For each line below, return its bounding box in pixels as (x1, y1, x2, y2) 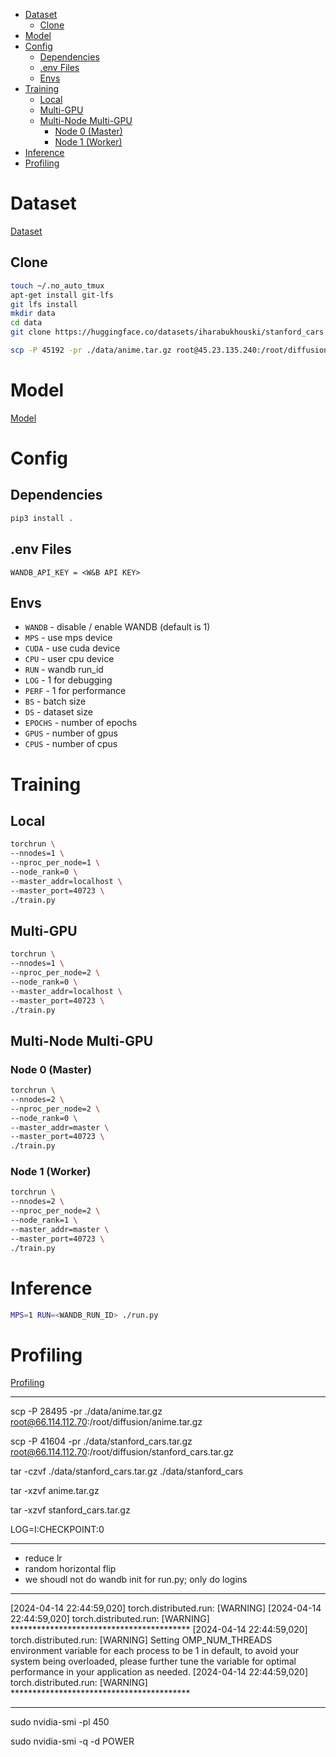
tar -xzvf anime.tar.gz (10, 1485, 100, 1497)
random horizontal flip (24, 1563, 117, 1575)
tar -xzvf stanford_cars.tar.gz (10, 1504, 131, 1516)
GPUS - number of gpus (24, 727, 118, 739)
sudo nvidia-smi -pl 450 (10, 1716, 110, 1728)
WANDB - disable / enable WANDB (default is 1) (24, 621, 211, 633)
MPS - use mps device (24, 632, 113, 644)
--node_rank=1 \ (10, 1215, 78, 1226)
